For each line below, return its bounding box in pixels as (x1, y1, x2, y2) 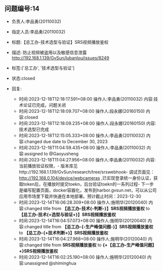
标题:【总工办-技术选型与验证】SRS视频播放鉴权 (11, 39, 109, 45)
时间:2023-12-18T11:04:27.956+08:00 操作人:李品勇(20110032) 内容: (18, 157, 156, 163)
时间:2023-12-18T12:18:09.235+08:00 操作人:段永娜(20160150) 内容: (18, 120, 157, 126)
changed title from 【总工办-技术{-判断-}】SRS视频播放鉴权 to (24, 205, 150, 211)
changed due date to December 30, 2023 (24, 138, 108, 145)
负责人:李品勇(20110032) (11, 18, 61, 24)
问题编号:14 (4, 4, 40, 13)
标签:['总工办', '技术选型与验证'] (11, 65, 75, 71)
